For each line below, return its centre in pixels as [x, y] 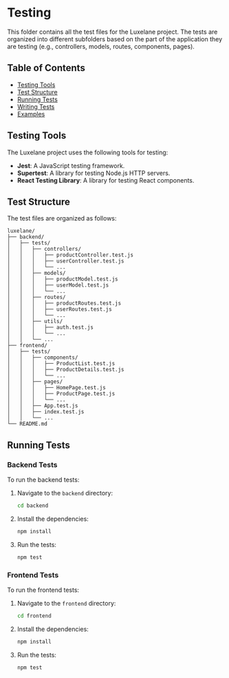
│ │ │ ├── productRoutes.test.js [64, 304]
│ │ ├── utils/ [35, 322]
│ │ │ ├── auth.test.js [51, 328]
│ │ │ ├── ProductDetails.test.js [66, 370]
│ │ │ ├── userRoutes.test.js [59, 309]
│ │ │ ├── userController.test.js [66, 261]
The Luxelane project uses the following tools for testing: [88, 152]
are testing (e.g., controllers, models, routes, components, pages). [101, 46]
